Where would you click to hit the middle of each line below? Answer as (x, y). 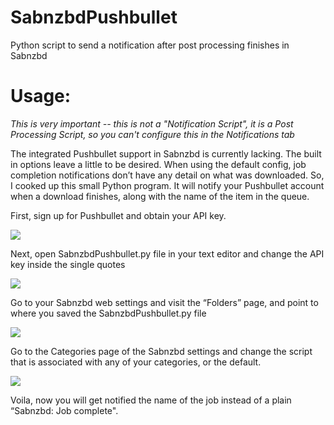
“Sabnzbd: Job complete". (64, 410)
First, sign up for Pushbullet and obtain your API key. (118, 215)
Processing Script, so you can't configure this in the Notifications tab (152, 134)
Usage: (41, 96)
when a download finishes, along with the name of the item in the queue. (160, 196)
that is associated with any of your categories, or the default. (136, 362)
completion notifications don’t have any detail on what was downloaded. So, (167, 175)
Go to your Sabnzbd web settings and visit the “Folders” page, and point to (164, 302)
